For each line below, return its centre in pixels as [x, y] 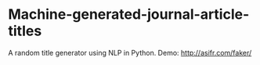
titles [25, 31]
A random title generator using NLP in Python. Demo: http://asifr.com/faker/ [130, 52]
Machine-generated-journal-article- [129, 14]
